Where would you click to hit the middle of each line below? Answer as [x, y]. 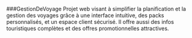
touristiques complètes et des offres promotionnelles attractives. [88, 28]
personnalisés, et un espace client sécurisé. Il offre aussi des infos [90, 22]
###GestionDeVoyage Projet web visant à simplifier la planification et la [96, 9]
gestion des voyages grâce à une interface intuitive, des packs [85, 15]
